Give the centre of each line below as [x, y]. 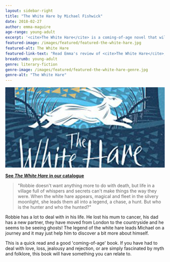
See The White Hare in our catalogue [45, 176]
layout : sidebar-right [29, 11]
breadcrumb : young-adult [31, 59]
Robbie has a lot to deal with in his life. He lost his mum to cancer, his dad [82, 217]
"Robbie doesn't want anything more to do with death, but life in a [86, 185]
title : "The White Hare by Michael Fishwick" [54, 16]
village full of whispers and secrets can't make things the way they [87, 191]
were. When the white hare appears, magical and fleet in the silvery [88, 196]
